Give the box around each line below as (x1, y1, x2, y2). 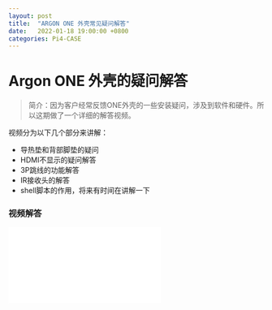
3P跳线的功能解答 (19, 166, 80, 175)
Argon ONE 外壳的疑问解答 (8, 72, 188, 90)
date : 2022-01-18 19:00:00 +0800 (8, 27, 129, 35)
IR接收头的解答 (19, 175, 71, 185)
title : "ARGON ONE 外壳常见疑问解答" (8, 19, 130, 28)
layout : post (8, 11, 53, 20)
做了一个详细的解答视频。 (50, 110, 136, 120)
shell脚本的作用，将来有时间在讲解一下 (19, 186, 150, 196)
